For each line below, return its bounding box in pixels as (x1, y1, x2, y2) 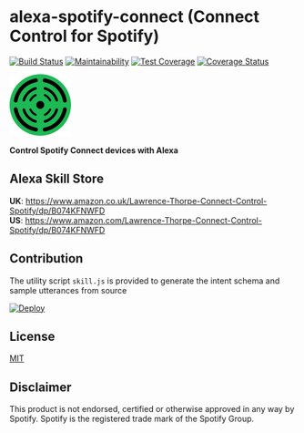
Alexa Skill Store (9, 171, 105, 187)
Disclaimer (9, 379, 72, 395)
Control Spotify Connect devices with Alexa (9, 144, 179, 156)
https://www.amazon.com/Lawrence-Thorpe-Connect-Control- (25, 214, 262, 225)
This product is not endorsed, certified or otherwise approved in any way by (9, 404, 295, 415)
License (9, 328, 56, 344)
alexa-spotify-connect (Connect (9, 6, 260, 27)
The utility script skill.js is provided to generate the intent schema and (9, 275, 280, 286)
